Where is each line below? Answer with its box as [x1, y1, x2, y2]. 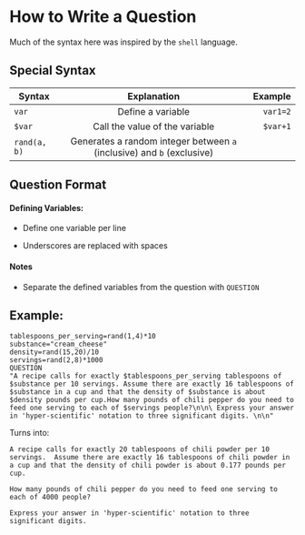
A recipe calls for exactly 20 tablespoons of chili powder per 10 [9, 445, 271, 454]
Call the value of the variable [92, 120, 215, 133]
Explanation [126, 89, 180, 102]
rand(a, [14, 136, 47, 147]
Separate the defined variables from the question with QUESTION [22, 281, 260, 292]
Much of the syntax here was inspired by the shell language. [9, 36, 239, 47]
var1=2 [262, 106, 291, 116]
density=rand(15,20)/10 [9, 348, 100, 357]
